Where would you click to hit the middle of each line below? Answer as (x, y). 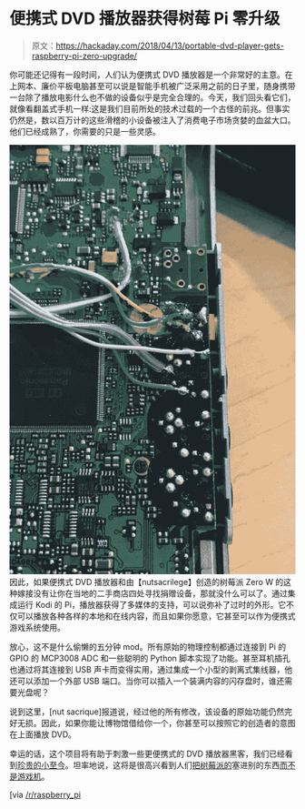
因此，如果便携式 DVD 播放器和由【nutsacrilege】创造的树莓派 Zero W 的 (147, 581)
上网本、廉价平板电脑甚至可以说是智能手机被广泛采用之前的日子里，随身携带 (152, 86)
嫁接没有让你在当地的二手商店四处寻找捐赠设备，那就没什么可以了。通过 (152, 593)
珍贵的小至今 (41, 764)
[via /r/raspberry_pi (45, 794)
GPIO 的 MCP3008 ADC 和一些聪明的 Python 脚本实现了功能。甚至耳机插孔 (150, 658)
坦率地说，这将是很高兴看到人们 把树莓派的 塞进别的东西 (176, 764)
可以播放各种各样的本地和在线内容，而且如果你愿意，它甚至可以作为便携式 (156, 616)
